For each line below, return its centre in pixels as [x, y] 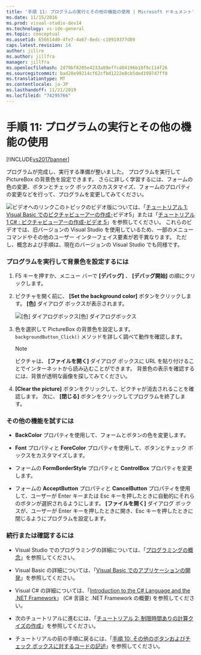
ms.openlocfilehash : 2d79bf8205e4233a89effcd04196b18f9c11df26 [87, 68]
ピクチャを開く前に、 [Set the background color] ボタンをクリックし [100, 296]
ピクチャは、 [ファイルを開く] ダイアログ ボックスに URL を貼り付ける [102, 361]
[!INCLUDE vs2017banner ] [38, 159]
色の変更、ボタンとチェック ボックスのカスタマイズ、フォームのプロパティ [98, 186]
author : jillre [25, 51]
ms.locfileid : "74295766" [38, 96]
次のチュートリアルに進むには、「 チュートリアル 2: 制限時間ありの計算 [101, 618]
